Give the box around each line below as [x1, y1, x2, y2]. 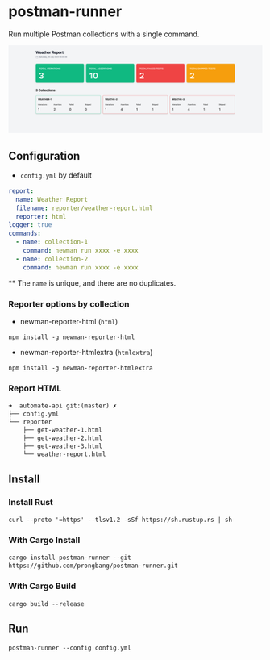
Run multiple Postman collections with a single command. [8, 29, 200, 39]
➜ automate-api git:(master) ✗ [8, 402, 117, 410]
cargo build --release [8, 599, 85, 608]
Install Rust [8, 496, 54, 508]
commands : [8, 229, 42, 238]
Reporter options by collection [8, 298, 131, 309]
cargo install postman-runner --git [8, 553, 131, 562]
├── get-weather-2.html [23, 434, 103, 442]
